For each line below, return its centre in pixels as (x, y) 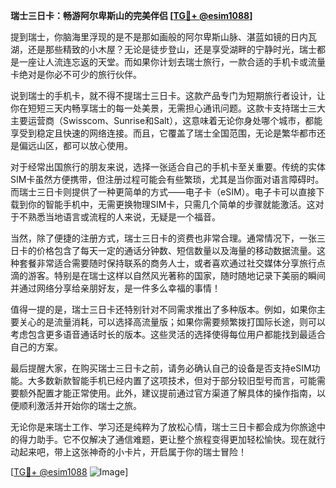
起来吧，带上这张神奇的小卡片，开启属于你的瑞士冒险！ (132, 452)
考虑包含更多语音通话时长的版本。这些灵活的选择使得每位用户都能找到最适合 (168, 334)
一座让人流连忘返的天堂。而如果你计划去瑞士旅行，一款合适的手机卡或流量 (172, 62)
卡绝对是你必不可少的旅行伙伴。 (76, 74)
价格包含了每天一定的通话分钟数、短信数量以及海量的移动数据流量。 (176, 250)
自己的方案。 (36, 347)
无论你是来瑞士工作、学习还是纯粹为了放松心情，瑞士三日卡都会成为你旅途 (163, 427)
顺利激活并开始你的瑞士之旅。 (80, 405)
